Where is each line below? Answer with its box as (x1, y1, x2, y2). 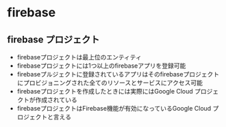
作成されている (35, 96, 77, 104)
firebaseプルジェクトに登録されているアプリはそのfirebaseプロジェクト (16, 70, 220, 78)
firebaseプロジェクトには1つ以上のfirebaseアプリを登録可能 (16, 61, 186, 70)
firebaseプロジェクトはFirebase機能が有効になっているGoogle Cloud (16, 104, 212, 112)
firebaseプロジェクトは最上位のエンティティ (16, 53, 142, 61)
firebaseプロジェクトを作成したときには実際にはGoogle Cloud (16, 87, 193, 95)
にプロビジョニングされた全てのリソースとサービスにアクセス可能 (16, 79, 203, 87)
